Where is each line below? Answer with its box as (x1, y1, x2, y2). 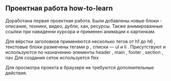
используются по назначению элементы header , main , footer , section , (5, 49, 163, 55)
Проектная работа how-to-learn (5, 4, 113, 13)
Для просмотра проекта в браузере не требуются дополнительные (5, 64, 154, 70)
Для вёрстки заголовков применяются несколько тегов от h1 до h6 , (5, 38, 156, 44)
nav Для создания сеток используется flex (5, 55, 99, 61)
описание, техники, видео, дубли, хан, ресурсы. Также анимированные (5, 23, 163, 29)
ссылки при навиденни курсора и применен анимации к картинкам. (5, 28, 156, 35)
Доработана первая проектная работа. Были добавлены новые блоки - (5, 17, 163, 23)
